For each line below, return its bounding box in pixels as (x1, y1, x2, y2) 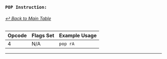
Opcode (7, 32, 27, 39)
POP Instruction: (5, 4, 47, 10)
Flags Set (31, 32, 55, 39)
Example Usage (59, 32, 97, 39)
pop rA (59, 41, 75, 47)
